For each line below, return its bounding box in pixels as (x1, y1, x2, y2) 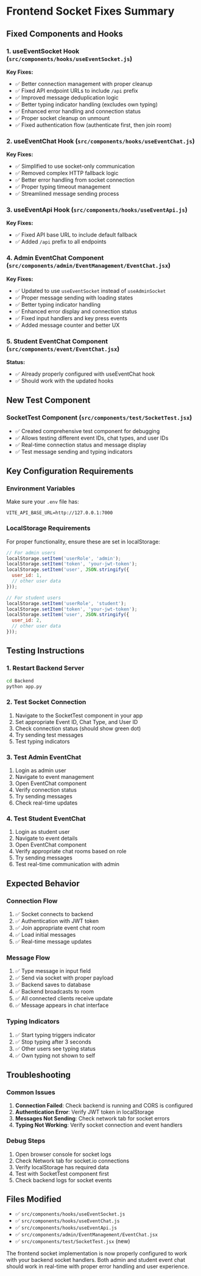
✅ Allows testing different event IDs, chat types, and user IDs (15, 434, 169, 442)
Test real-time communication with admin (15, 861, 120, 868)
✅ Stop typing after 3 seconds (15, 1038, 91, 1045)
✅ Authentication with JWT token (15, 917, 99, 925)
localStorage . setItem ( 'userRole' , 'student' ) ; (6, 600, 127, 606)
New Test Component (6, 395, 91, 406)
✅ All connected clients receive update (15, 995, 113, 1002)
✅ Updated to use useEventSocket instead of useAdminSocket (15, 287, 166, 294)
